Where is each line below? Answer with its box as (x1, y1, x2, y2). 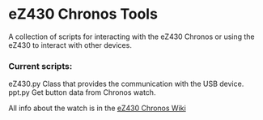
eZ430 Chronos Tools (8, 5, 158, 24)
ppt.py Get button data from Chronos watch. (8, 88, 156, 97)
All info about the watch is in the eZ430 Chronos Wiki (8, 103, 186, 114)
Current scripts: (8, 60, 73, 71)
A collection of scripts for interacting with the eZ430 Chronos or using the (8, 32, 255, 41)
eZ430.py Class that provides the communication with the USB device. (8, 79, 244, 89)
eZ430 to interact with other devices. (8, 40, 132, 49)
